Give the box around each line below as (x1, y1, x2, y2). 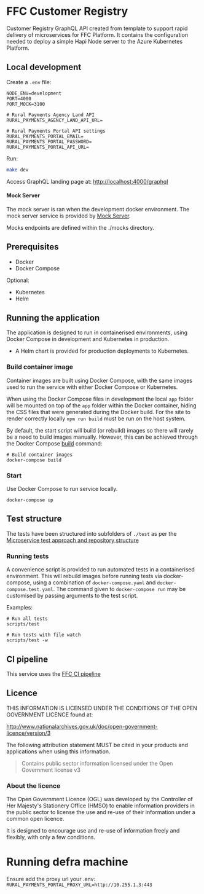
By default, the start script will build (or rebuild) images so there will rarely (6, 426, 194, 434)
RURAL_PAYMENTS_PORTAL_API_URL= (6, 144, 89, 150)
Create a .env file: (6, 78, 52, 85)
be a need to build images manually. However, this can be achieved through (6, 433, 198, 441)
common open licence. (6, 815, 65, 823)
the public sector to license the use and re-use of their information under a (6, 809, 195, 816)
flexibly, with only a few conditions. (6, 834, 95, 841)
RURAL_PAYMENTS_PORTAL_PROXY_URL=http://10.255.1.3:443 (6, 882, 152, 888)
